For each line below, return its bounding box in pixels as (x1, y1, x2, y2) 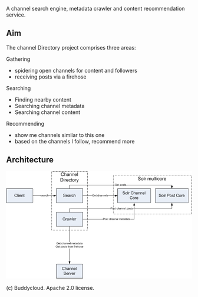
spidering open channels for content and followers (14, 67, 137, 74)
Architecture (6, 155, 54, 165)
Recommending (6, 120, 45, 127)
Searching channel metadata (14, 102, 85, 109)
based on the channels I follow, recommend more (14, 138, 135, 145)
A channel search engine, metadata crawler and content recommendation (6, 5, 185, 12)
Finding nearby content (14, 96, 72, 103)
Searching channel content (14, 109, 81, 116)
